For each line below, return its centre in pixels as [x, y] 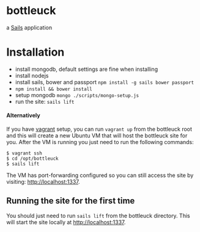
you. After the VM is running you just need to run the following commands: [100, 142]
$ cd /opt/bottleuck [33, 159]
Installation [35, 52]
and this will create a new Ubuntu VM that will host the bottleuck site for [97, 136]
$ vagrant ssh [24, 153]
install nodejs [32, 75]
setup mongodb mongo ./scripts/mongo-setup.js [77, 95]
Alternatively [24, 115]
